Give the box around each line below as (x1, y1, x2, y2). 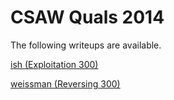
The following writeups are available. (10, 39, 162, 51)
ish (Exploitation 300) (10, 58, 99, 70)
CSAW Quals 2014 (10, 6, 165, 29)
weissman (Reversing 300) (10, 77, 121, 90)
